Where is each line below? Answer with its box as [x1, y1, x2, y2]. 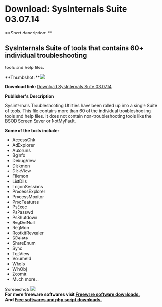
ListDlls [12, 178, 27, 184]
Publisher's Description [5, 93, 54, 99]
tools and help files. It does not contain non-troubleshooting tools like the [5, 113, 152, 119]
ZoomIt [12, 271, 27, 277]
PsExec [12, 204, 28, 210]
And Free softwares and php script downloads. [5, 296, 102, 302]
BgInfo [12, 152, 26, 158]
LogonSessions [12, 183, 43, 189]
